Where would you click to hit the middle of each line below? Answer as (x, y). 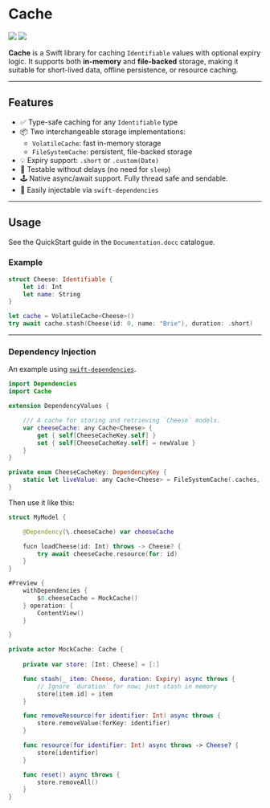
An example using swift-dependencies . (72, 369)
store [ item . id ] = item (75, 694)
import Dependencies (43, 384)
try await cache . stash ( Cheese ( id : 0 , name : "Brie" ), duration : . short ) (131, 324)
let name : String (52, 294)
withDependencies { (55, 591)
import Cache (30, 392)
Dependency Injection (52, 352)
